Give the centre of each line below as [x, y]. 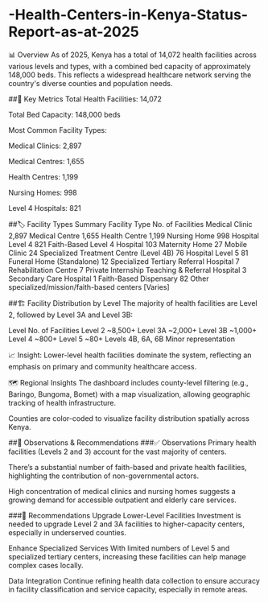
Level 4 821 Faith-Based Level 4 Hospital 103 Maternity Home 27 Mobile [128, 244]
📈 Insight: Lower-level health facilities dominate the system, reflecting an [130, 355]
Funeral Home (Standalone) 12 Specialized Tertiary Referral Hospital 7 [124, 261]
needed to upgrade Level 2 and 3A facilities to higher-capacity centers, [127, 524]
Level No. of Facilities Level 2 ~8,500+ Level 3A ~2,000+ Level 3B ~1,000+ [133, 330]
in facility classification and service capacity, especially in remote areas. [128, 589]
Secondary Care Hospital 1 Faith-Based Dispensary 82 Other [109, 278]
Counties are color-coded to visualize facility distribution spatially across [129, 418]
